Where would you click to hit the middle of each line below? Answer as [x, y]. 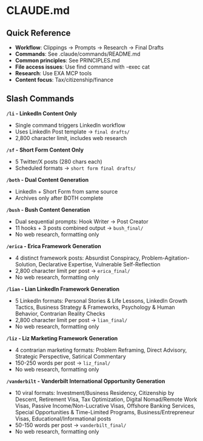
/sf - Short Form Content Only [45, 150]
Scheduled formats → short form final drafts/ [75, 168]
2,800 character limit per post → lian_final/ [71, 320]
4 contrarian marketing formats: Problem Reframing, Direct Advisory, [101, 350]
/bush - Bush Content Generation [48, 209]
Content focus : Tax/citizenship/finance [64, 80]
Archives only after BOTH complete [59, 198]
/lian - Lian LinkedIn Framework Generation [63, 289]
